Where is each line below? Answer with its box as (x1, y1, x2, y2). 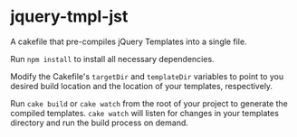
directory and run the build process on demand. (10, 117, 189, 128)
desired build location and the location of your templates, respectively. (10, 80, 273, 91)
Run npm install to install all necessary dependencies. (10, 53, 216, 64)
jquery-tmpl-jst (10, 6, 129, 27)
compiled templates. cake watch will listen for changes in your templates (10, 107, 280, 118)
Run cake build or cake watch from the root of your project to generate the (10, 97, 289, 109)
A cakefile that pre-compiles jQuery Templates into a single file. (10, 36, 247, 47)
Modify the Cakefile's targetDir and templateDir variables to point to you (10, 70, 284, 82)
